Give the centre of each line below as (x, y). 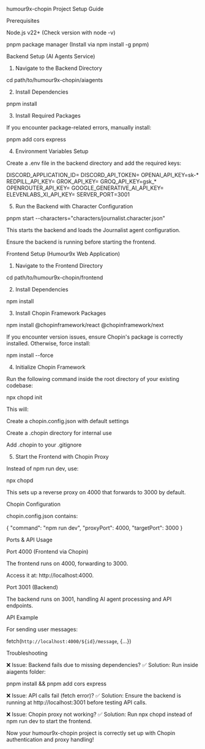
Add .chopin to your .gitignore (44, 445)
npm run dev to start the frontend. (49, 721)
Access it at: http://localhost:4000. (50, 575)
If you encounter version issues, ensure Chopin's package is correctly (95, 337)
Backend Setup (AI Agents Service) (51, 56)
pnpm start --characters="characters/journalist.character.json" (86, 218)
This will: (17, 409)
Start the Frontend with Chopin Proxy (62, 457)
